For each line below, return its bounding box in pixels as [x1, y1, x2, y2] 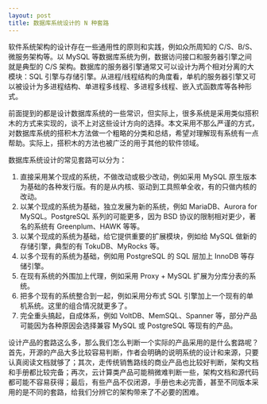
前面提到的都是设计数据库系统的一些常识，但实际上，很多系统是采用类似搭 [8, 108, 252, 117]
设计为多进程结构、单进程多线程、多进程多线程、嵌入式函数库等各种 [21, 81, 245, 91]
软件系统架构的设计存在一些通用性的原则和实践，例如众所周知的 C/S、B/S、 [8, 41, 257, 52]
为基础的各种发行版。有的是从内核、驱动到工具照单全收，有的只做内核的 [19, 182, 257, 191]
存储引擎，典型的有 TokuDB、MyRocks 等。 [19, 241, 164, 251]
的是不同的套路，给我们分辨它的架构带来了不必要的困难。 [14, 387, 203, 397]
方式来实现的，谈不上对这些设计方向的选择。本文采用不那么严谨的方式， [21, 118, 259, 128]
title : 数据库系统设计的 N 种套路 [8, 19, 110, 27]
